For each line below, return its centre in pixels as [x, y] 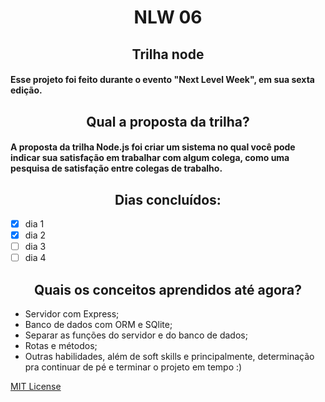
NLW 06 [168, 17]
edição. [26, 90]
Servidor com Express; [72, 314]
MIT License [36, 387]
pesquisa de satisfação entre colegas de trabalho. [116, 168]
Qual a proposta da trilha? [168, 121]
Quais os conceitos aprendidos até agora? [168, 289]
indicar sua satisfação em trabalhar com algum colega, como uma [150, 158]
